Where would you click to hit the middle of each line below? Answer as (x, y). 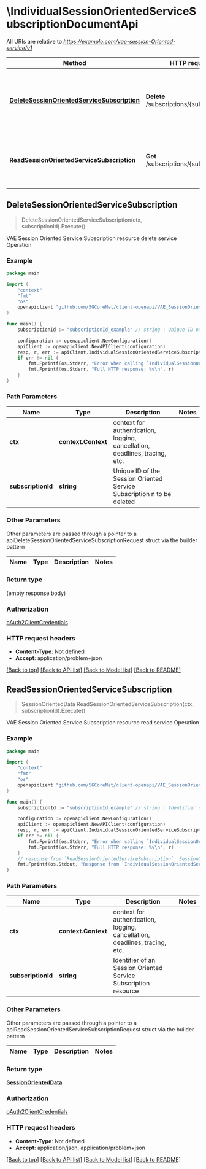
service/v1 (19, 48)
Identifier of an (134, 960)
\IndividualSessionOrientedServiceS (101, 11)
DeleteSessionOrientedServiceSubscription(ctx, (82, 220)
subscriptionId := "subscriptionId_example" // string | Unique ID (105, 330)
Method (74, 63)
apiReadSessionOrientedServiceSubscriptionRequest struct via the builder (100, 1029)
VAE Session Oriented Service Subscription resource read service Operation (103, 723)
